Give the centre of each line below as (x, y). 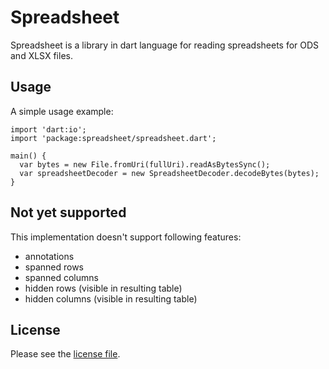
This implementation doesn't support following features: (126, 237)
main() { (28, 156)
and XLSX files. (41, 55)
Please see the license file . (65, 354)
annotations (49, 256)
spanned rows (54, 267)
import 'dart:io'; (48, 129)
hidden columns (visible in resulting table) (111, 298)
